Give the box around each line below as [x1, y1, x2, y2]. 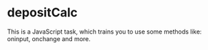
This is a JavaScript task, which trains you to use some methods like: [7, 27, 203, 36]
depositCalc [7, 5, 78, 21]
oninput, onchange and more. [7, 34, 91, 42]
